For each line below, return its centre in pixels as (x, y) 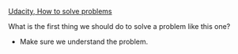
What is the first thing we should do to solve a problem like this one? (119, 26)
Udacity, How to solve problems (60, 11)
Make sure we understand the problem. (84, 41)
